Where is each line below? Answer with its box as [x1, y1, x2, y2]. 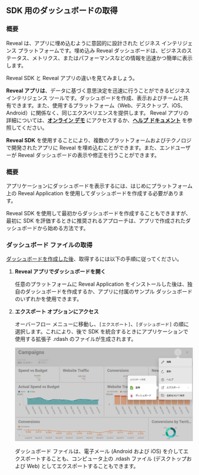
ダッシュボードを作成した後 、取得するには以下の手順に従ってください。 [6, 256, 182, 263]
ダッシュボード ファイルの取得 [6, 241, 93, 249]
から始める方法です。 [37, 224, 89, 231]
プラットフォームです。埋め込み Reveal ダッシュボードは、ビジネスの [17, 47, 187, 54]
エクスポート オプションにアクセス [14, 308, 99, 315]
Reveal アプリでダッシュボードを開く [14, 268, 106, 275]
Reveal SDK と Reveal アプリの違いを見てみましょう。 [6, 74, 138, 81]
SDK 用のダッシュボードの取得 [6, 5, 118, 16]
